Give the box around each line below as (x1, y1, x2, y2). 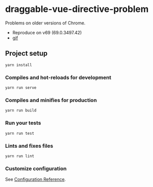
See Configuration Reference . (5, 177, 66, 183)
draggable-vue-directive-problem (5, 3, 149, 15)
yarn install (5, 62, 32, 68)
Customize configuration (5, 165, 67, 172)
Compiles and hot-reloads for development (5, 74, 112, 81)
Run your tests (5, 119, 41, 126)
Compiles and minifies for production (5, 96, 97, 103)
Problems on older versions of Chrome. (5, 20, 86, 26)
